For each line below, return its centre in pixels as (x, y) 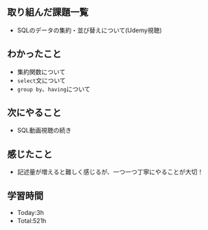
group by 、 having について (54, 89)
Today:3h (31, 213)
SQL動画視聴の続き (44, 130)
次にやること (34, 113)
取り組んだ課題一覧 (48, 12)
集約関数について (41, 71)
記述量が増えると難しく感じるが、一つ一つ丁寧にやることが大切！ (110, 172)
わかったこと (34, 54)
